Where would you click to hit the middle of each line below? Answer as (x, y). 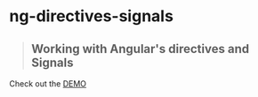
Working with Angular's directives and (140, 49)
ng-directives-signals (91, 16)
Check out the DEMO (48, 84)
